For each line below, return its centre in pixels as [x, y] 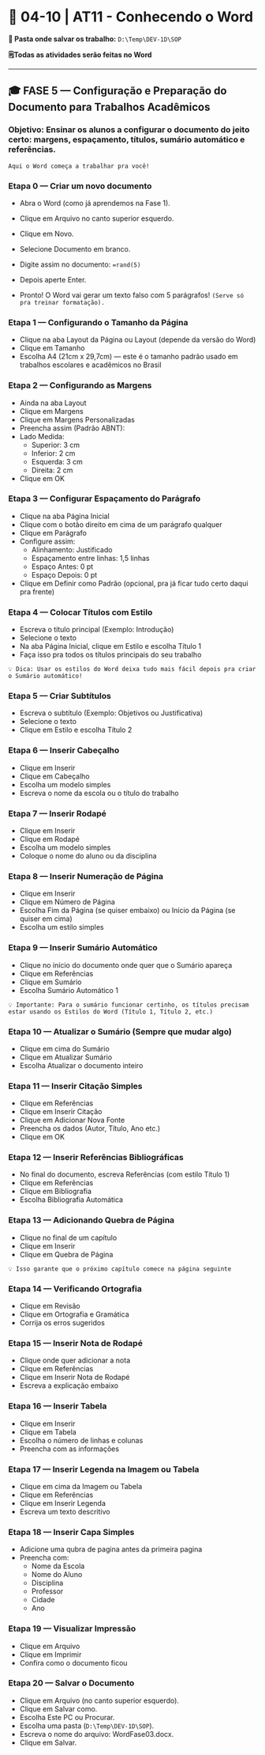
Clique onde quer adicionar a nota [75, 1360]
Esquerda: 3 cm [57, 461]
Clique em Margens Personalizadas [77, 419]
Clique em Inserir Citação [61, 1112]
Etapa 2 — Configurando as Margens [80, 385]
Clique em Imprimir [50, 1655]
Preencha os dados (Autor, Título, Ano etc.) [90, 1128]
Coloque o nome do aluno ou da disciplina [88, 856]
